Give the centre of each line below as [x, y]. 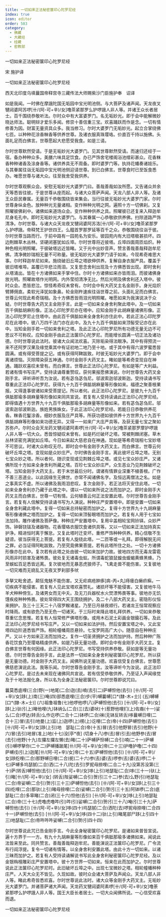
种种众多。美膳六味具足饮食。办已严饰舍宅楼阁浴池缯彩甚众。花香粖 [91, 157]
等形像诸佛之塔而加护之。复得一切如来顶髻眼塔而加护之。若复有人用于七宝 [81, 514]
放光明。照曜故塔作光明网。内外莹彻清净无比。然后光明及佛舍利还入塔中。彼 [83, 279]
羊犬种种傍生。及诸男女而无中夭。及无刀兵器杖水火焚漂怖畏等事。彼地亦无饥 [83, 593]
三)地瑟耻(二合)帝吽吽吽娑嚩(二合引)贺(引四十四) [54, 820]
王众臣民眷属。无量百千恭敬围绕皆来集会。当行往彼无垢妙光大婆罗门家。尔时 [83, 199]
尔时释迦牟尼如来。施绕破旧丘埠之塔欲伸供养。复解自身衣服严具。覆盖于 [87, 260]
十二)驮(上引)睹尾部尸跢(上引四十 [125, 814]
